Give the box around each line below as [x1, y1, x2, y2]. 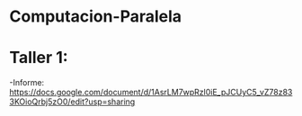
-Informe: [9, 77, 45, 88]
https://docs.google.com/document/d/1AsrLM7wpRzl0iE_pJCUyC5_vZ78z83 [9, 87, 293, 98]
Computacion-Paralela [9, 6, 182, 27]
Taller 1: [9, 48, 69, 68]
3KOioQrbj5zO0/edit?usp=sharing [9, 96, 136, 107]
